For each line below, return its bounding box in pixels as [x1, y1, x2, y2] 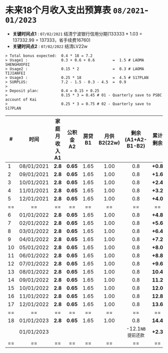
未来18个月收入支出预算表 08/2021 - [5, 4, 149, 16]
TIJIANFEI [5, 70, 26, 75]
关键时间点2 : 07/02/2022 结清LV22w [12, 43, 88, 49]
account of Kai [5, 97, 37, 102]
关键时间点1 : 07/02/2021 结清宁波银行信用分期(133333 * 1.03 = [12, 30, 142, 36]
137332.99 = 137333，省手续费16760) [12, 37, 91, 43]
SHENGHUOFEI [5, 62, 30, 67]
